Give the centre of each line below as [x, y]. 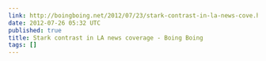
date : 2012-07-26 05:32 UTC [55, 23]
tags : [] [23, 45]
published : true [35, 30]
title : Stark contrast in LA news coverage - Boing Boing [106, 38]
